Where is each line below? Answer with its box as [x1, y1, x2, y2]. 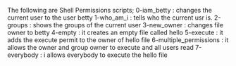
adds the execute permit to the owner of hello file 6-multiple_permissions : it [7, 36, 229, 44]
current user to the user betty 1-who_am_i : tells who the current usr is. [7, 13, 213, 22]
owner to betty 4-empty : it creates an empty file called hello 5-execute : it [7, 28, 223, 37]
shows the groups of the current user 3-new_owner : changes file [32, 21, 224, 29]
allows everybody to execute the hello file [46, 51, 168, 59]
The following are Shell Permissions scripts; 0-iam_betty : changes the [7, 6, 213, 14]
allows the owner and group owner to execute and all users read [7, 44, 194, 51]
